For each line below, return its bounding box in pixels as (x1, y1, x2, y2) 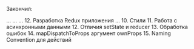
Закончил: (6, 5, 33, 12)
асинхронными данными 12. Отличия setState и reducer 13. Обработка (6, 24, 188, 30)
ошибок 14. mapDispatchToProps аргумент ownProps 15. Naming (6, 30, 172, 37)
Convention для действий (6, 36, 72, 43)
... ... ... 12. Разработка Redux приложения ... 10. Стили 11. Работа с (6, 17, 178, 24)
